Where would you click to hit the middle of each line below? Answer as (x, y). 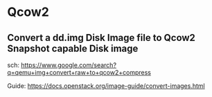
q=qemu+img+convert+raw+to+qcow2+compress (79, 72)
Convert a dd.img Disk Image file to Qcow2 (101, 38)
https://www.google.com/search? (68, 65)
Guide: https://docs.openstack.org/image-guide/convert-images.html (106, 86)
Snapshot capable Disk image (73, 48)
